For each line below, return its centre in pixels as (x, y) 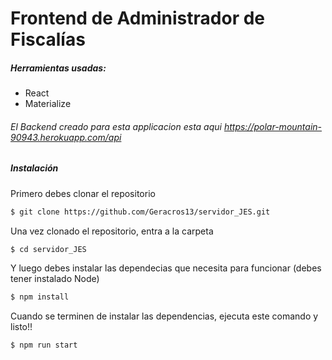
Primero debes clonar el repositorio (83, 193)
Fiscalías (48, 39)
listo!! (21, 327)
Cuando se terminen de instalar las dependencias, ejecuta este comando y (164, 316)
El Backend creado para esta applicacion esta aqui (116, 126)
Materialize (48, 104)
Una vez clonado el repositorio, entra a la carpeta (112, 231)
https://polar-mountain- (273, 126)
